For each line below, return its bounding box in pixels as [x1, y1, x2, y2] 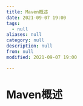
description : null [6, 43, 53, 49]
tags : [6, 20, 20, 26]
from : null [6, 49, 34, 55]
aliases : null [6, 32, 42, 38]
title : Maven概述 [6, 9, 48, 15]
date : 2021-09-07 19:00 [6, 15, 67, 21]
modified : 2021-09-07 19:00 [6, 54, 78, 60]
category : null [6, 37, 45, 43]
